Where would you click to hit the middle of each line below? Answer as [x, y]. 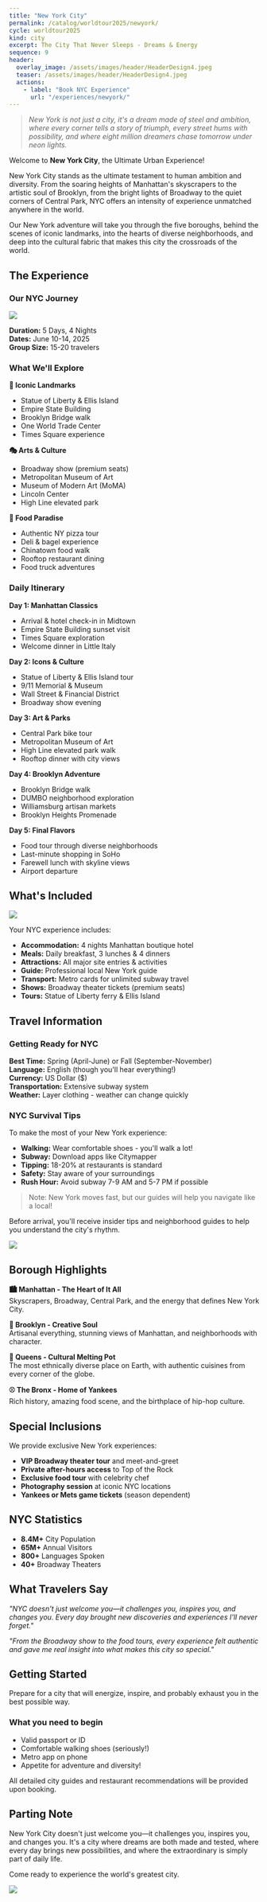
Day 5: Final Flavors [42, 830]
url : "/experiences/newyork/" [80, 97]
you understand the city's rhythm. [64, 1230]
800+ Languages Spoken [62, 1556]
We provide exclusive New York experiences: [83, 1445]
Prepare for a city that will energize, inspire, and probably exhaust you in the [134, 1693]
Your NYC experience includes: [60, 930]
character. [26, 1342]
